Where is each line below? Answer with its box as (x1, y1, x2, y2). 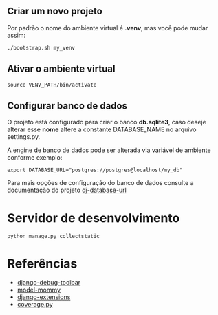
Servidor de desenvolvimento (7, 210, 180, 226)
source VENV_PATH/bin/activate (7, 81, 97, 88)
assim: (7, 31, 26, 39)
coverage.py (17, 301, 53, 309)
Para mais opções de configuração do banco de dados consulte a (7, 179, 194, 187)
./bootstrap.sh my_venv (7, 44, 76, 51)
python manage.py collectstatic (7, 233, 100, 240)
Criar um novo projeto (7, 6, 103, 17)
